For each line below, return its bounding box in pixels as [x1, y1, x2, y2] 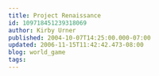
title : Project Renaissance [8, 11, 102, 20]
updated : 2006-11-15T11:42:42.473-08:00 [8, 41, 145, 49]
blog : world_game [8, 48, 66, 56]
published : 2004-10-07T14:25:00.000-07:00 [8, 33, 151, 42]
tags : [8, 56, 26, 64]
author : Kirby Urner [8, 26, 77, 34]
